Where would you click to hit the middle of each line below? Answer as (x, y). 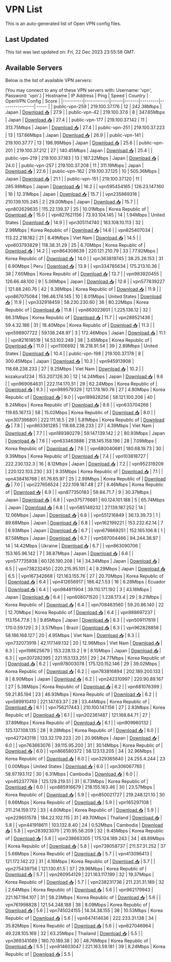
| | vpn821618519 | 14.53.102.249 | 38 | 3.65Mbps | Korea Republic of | (79, 340)
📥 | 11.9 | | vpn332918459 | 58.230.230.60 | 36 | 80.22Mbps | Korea (77, 302)
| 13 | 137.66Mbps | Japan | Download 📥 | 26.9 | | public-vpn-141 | (75, 135)
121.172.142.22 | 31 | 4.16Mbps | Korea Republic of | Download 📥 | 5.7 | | (80, 861)
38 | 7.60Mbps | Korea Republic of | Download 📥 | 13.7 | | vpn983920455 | (83, 273)
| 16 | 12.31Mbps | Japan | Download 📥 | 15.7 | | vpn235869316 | (73, 194)
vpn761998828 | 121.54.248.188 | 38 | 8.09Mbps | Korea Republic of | (78, 904)
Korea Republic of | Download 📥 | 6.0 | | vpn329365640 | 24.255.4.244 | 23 (85, 758)
